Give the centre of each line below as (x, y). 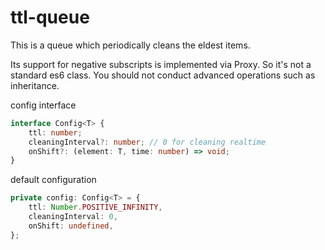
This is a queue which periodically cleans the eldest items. (130, 45)
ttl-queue (50, 17)
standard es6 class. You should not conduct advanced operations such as (163, 75)
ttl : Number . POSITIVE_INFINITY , (95, 207)
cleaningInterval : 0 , (73, 217)
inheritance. (35, 85)
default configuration (53, 180)
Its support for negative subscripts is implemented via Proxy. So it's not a (161, 64)
